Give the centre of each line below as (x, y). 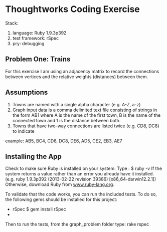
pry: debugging (28, 43)
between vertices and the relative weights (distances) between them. (77, 77)
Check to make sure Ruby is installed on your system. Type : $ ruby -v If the (83, 168)
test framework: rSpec (36, 38)
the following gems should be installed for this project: (61, 199)
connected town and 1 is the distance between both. (66, 120)
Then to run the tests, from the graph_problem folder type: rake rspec (77, 224)
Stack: (12, 23)
